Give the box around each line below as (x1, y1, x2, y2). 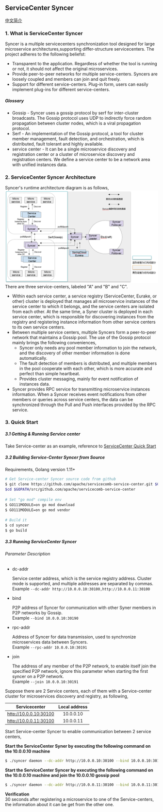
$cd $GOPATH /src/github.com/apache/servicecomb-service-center (5, 487, 136, 492)
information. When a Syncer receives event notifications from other (12, 391, 147, 397)
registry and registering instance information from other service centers (12, 319, 156, 325)
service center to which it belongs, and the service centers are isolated (12, 303, 154, 309)
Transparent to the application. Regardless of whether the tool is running (12, 61, 158, 67)
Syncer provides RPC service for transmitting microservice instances (12, 386, 150, 392)
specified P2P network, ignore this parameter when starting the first (12, 668, 148, 674)
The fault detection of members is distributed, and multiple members (19, 360, 157, 366)
